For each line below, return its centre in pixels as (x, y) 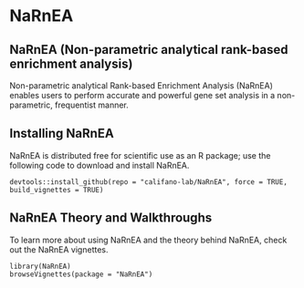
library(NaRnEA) (40, 266)
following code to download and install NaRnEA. (100, 165)
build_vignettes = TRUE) (57, 190)
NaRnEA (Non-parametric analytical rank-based (149, 50)
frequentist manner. (92, 105)
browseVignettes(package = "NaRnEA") (81, 274)
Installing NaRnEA (62, 134)
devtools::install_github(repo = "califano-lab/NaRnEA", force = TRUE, (148, 182)
